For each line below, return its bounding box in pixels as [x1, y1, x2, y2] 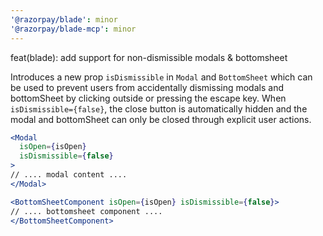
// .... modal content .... [10, 170, 128, 180]
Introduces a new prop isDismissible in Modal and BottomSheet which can [10, 71, 313, 83]
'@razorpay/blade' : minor [10, 14, 118, 25]
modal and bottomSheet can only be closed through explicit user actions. [10, 113, 312, 125]
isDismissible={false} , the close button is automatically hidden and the [10, 102, 308, 115]
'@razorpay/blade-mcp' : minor [10, 24, 137, 34]
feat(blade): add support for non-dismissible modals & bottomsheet [10, 51, 288, 63]
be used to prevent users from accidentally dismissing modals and [10, 81, 284, 93]
